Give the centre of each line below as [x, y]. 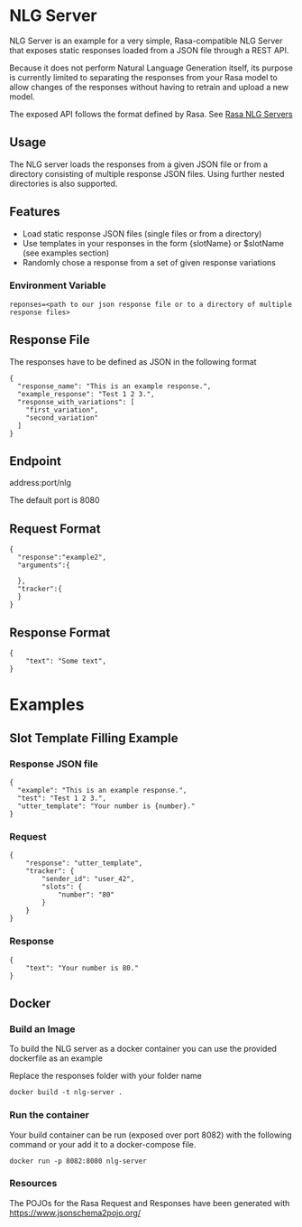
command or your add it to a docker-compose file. [103, 1144]
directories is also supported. [64, 183]
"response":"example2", [62, 558]
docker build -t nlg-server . [66, 1092]
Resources [33, 1184]
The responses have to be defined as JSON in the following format [133, 361]
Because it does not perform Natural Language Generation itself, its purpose [151, 68]
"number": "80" [86, 895]
